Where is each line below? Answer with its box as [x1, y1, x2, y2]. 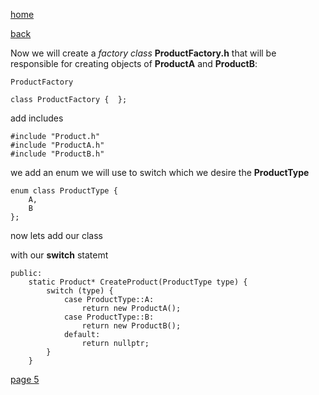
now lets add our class [10, 230, 103, 241]
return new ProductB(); [81, 321, 182, 331]
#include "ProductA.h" [10, 140, 105, 150]
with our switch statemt [10, 249, 109, 261]
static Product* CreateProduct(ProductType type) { [28, 277, 248, 287]
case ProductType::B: [63, 312, 155, 322]
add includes [10, 112, 64, 124]
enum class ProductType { [10, 186, 118, 196]
